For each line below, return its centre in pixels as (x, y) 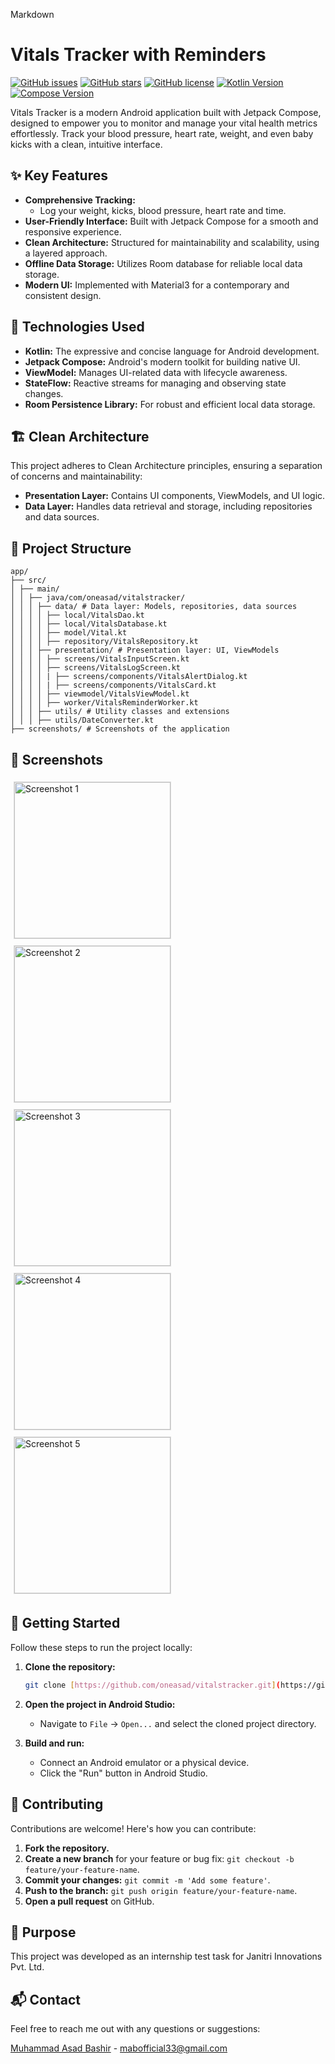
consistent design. (63, 295)
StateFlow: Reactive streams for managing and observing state (155, 383)
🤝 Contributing (57, 1804)
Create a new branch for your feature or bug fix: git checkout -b (159, 1858)
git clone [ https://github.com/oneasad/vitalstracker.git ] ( (152, 1685)
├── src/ (28, 580)
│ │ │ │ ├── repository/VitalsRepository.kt (104, 642)
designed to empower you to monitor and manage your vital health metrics (164, 123)
